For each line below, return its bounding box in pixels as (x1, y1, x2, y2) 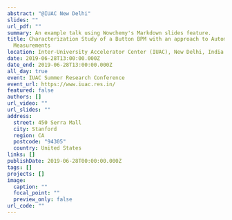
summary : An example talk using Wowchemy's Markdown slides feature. (7, 29, 212, 37)
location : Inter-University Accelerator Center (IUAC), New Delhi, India (7, 49, 224, 56)
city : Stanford (13, 126, 57, 132)
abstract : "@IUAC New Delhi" (7, 10, 91, 17)
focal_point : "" (13, 190, 60, 197)
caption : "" (13, 183, 48, 190)
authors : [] (7, 94, 41, 101)
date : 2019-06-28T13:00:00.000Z (7, 55, 100, 62)
